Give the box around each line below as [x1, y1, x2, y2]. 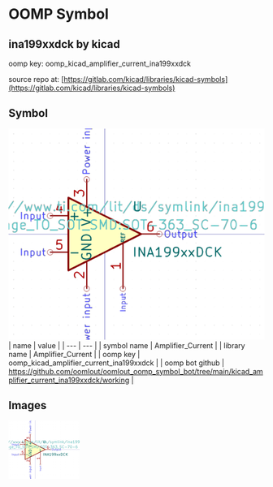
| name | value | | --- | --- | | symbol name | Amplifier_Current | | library [8, 340, 245, 350]
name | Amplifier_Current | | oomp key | [8, 349, 141, 359]
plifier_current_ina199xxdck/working [8, 375, 130, 385]
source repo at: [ [8, 75, 64, 84]
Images [8, 399, 47, 412]
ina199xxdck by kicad [8, 37, 120, 51]
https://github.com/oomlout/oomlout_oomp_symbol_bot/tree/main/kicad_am [8, 366, 264, 376]
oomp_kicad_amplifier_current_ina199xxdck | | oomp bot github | [8, 358, 225, 368]
